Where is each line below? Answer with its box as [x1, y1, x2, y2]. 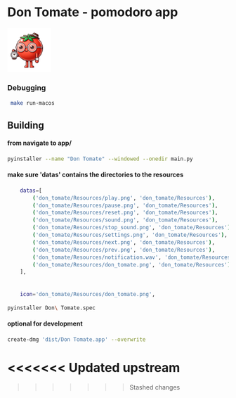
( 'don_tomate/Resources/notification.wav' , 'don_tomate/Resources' [32, 254, 234, 261]
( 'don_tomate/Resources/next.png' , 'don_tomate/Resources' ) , [32, 238, 216, 246]
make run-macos [10, 100, 55, 107]
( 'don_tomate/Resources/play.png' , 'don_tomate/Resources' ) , [32, 194, 216, 201]
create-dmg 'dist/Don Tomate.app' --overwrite [7, 335, 146, 343]
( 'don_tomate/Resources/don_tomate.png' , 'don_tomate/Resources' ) [32, 261, 231, 268]
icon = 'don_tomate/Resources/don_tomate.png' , [20, 291, 156, 298]
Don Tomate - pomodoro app [7, 4, 178, 20]
